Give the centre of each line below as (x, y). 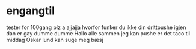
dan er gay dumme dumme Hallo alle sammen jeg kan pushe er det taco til (98, 33)
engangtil (31, 11)
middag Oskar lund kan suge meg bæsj (55, 40)
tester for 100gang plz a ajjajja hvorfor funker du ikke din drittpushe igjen (96, 27)
